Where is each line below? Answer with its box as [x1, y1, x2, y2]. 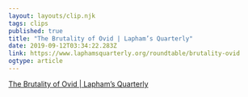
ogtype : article [8, 57, 63, 65]
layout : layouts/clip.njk [8, 11, 95, 20]
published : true [8, 27, 63, 35]
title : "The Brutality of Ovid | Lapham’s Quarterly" [8, 34, 194, 43]
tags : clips [8, 19, 48, 27]
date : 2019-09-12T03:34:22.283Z [8, 42, 117, 50]
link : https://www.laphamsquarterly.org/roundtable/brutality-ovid [8, 49, 241, 57]
